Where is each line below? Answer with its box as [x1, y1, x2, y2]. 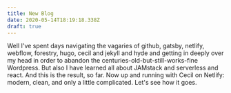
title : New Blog [7, 10, 54, 17]
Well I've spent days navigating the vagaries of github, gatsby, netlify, [7, 42, 205, 50]
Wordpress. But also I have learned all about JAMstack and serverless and [7, 63, 219, 72]
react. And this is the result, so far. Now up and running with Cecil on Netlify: [7, 71, 225, 79]
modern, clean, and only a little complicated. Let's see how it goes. [7, 79, 197, 87]
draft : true [7, 23, 41, 30]
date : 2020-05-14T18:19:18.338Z [7, 17, 100, 23]
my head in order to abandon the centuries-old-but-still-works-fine [7, 56, 199, 65]
